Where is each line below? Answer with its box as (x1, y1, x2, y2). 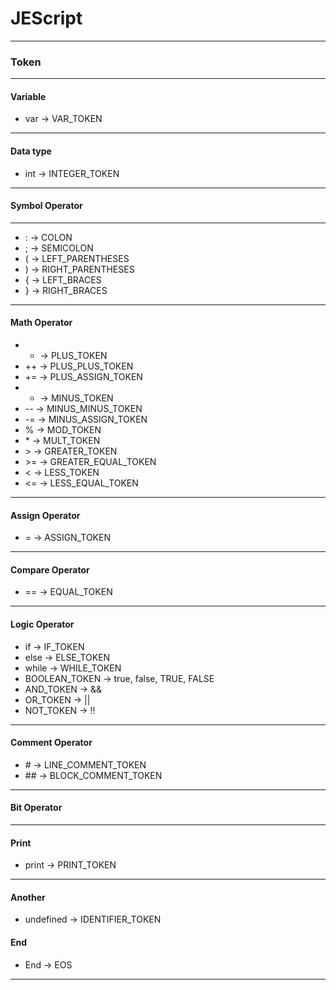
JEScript (10, 7, 83, 30)
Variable (10, 90, 47, 102)
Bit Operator (10, 802, 63, 814)
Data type (10, 145, 52, 157)
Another (10, 891, 46, 903)
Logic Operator (10, 618, 75, 631)
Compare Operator (10, 563, 90, 576)
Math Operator (10, 317, 73, 329)
